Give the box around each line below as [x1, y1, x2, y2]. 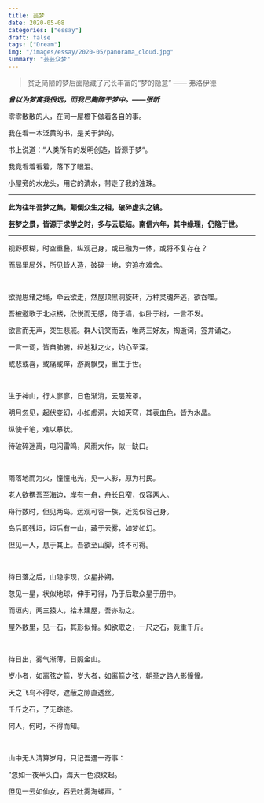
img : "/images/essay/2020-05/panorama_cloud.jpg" [8, 48, 174, 56]
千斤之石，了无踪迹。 [8, 704, 77, 713]
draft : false [8, 33, 51, 42]
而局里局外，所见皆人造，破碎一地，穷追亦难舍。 [8, 260, 167, 269]
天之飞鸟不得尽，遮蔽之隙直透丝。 [8, 687, 119, 697]
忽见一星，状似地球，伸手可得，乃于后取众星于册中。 [8, 588, 181, 598]
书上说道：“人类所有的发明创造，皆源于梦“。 [8, 145, 152, 154]
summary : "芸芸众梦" [8, 56, 71, 64]
